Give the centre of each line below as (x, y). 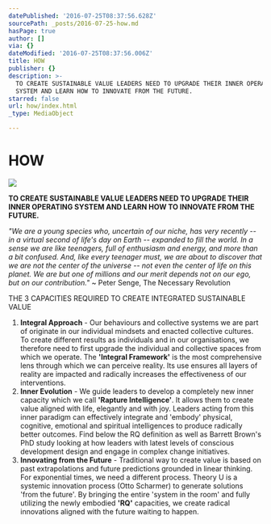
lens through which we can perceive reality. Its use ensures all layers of (139, 366)
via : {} (21, 46)
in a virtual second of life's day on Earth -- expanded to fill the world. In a (131, 239)
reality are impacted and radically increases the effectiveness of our (133, 374)
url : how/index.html (43, 106)
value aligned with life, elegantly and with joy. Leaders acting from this (137, 408)
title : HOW (27, 61)
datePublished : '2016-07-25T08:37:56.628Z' (83, 16)
